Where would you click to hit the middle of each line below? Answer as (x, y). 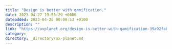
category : (16, 34)
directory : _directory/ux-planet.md (44, 39)
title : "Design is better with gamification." (56, 10)
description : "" (23, 24)
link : (11, 29)
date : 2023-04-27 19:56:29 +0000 (41, 15)
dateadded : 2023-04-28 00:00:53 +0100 (47, 19)
